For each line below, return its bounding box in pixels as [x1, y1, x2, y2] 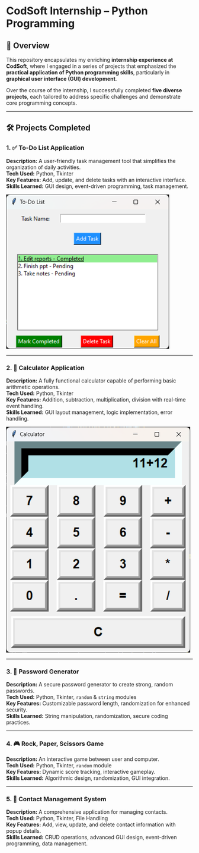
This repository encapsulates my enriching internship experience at [6, 57, 174, 63]
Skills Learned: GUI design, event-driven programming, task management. [6, 183, 188, 190]
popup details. [6, 827, 41, 834]
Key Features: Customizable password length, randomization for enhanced [6, 700, 190, 707]
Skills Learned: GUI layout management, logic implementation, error [6, 409, 173, 416]
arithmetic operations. [6, 383, 60, 390]
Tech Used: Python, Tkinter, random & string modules [6, 694, 137, 701]
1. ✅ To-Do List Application [6, 144, 85, 152]
